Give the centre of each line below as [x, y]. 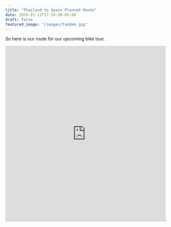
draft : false [19, 19]
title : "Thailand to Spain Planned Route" [51, 10]
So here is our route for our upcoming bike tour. [55, 39]
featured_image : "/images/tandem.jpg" [46, 24]
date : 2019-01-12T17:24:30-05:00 [41, 15]
